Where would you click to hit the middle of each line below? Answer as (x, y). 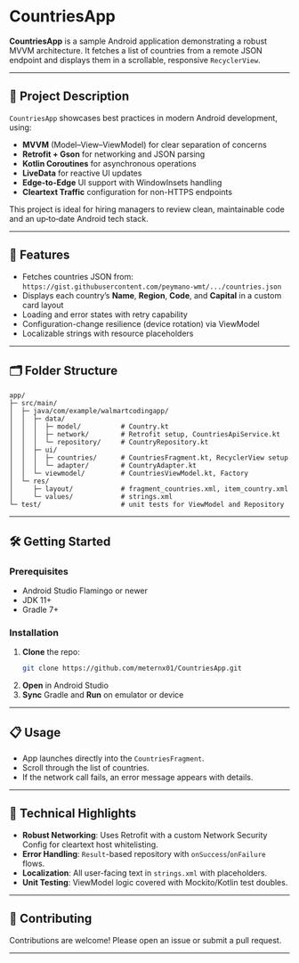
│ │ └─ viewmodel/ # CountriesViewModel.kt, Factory (129, 474)
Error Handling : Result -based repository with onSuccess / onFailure (144, 853)
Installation (34, 632)
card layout (43, 305)
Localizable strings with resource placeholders (108, 333)
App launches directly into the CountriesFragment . (113, 758)
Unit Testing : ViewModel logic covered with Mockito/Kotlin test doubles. (155, 882)
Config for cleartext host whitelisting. (90, 845)
